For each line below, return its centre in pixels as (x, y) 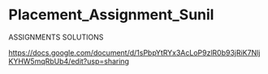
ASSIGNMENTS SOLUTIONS (56, 37)
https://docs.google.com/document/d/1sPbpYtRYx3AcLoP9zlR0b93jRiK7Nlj (134, 52)
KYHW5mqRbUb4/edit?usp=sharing (69, 61)
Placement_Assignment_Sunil (111, 15)
